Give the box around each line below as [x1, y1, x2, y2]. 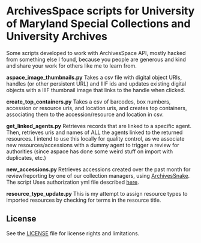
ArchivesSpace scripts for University [6, 4, 195, 18]
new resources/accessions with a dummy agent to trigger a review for [6, 141, 179, 148]
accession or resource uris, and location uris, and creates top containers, [6, 104, 187, 111]
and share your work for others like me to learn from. [6, 62, 137, 69]
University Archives [6, 30, 108, 43]
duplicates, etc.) [6, 154, 46, 161]
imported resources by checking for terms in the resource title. [6, 196, 161, 203]
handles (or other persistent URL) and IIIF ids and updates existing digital [6, 80, 187, 87]
